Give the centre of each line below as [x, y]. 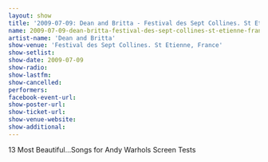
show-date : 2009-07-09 [46, 61]
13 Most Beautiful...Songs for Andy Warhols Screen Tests [102, 149]
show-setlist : [32, 53]
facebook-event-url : [43, 97]
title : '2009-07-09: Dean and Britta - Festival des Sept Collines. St [130, 23]
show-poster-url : [37, 105]
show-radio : [28, 68]
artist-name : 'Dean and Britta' [62, 38]
